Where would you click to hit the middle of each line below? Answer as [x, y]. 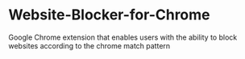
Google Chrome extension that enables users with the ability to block [123, 37]
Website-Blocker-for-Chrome [109, 15]
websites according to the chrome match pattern [89, 45]
